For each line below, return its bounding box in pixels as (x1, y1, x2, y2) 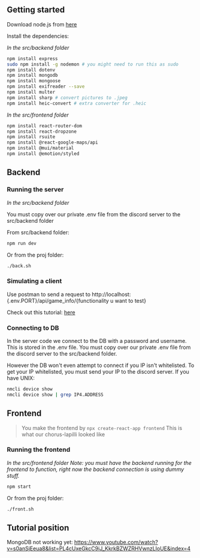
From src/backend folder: (7, 228, 69, 236)
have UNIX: (7, 374, 35, 381)
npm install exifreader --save (7, 83, 85, 89)
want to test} (114, 297, 146, 304)
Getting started (7, 5, 65, 15)
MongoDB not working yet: (7, 539, 74, 546)
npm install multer (7, 89, 56, 96)
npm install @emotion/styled (7, 151, 80, 157)
